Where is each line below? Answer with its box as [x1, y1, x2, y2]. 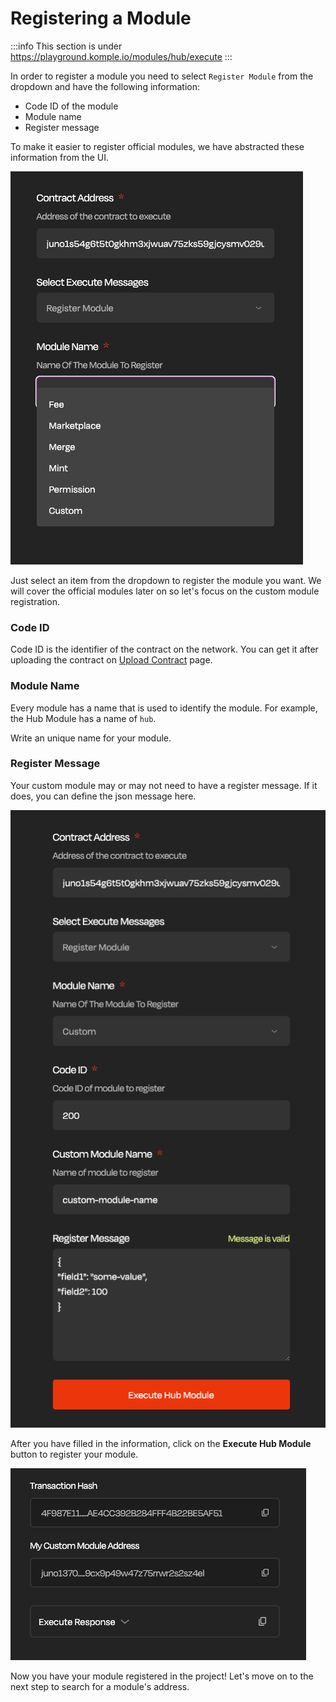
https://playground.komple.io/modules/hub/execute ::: [10, 50, 233, 62]
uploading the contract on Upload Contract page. [10, 654, 213, 666]
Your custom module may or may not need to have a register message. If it [10, 779, 318, 791]
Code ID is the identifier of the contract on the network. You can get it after [10, 643, 319, 656]
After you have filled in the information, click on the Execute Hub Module [10, 1437, 312, 1449]
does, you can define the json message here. [10, 790, 197, 802]
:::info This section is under [10, 40, 123, 52]
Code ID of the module [24, 100, 119, 112]
